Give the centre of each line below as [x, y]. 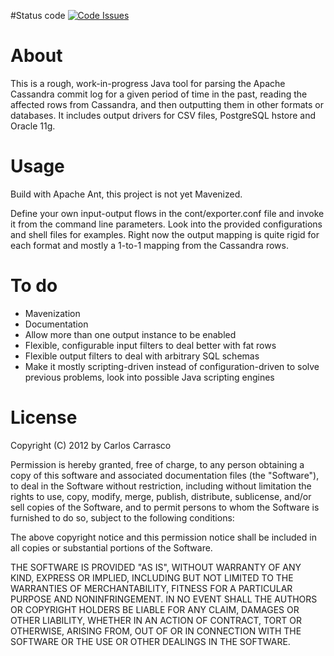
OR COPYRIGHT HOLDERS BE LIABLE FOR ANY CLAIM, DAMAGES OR [155, 609]
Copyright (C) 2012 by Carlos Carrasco [91, 445]
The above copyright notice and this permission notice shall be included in [163, 537]
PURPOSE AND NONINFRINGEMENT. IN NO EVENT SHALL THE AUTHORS [164, 599]
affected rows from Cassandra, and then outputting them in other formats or [167, 104]
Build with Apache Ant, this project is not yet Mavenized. [126, 194]
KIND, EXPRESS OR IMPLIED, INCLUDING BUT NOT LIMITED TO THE [152, 577]
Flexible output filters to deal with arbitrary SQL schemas [142, 356]
